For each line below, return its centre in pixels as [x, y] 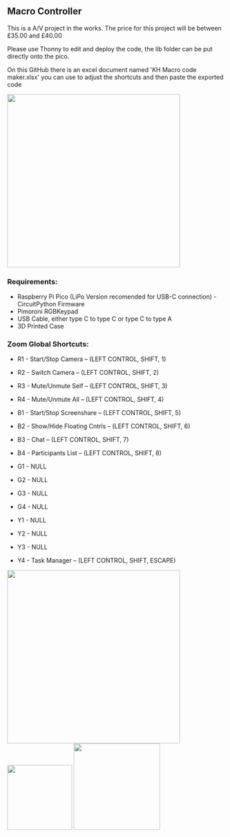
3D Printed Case [40, 326]
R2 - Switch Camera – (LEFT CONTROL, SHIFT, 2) [88, 373]
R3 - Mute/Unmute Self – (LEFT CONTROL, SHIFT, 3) [92, 386]
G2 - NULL [32, 480]
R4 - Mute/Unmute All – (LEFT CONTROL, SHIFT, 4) [90, 399]
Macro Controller [45, 11]
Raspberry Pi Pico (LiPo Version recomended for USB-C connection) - [117, 297]
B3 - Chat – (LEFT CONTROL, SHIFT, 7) [73, 440]
